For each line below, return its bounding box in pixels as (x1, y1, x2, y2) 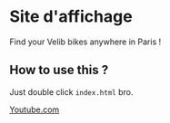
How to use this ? (9, 62, 109, 78)
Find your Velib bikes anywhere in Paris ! (9, 36, 162, 47)
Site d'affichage (9, 6, 134, 27)
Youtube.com (9, 104, 60, 115)
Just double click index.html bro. (9, 86, 134, 97)
